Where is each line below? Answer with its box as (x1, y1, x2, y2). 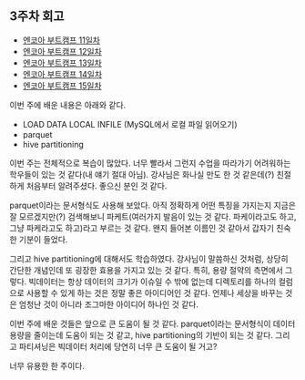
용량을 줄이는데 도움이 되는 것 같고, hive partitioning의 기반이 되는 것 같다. (9, 329, 273, 340)
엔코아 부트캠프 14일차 (22, 68, 103, 79)
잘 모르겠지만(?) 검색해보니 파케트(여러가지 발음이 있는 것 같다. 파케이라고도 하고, (9, 211, 297, 221)
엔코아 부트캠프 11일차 (22, 35, 100, 46)
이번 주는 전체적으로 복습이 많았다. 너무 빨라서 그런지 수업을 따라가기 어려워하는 (9, 158, 291, 169)
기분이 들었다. (18, 233, 68, 244)
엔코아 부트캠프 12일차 (22, 46, 102, 56)
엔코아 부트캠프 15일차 (22, 80, 102, 91)
